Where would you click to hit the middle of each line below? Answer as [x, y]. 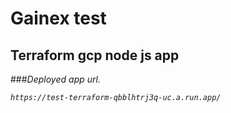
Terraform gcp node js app [95, 55]
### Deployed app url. [55, 79]
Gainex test [58, 18]
